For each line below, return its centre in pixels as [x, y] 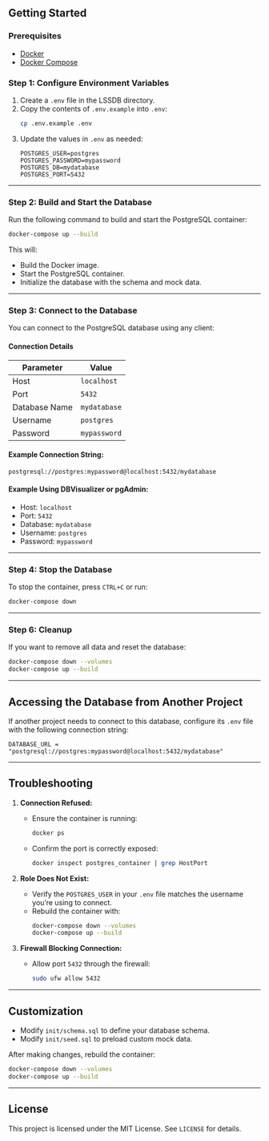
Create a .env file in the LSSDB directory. [87, 100]
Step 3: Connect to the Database [73, 310]
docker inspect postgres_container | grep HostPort [120, 863]
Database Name [43, 407]
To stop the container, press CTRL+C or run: [78, 587]
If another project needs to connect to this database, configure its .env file [131, 721]
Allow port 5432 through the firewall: [91, 964]
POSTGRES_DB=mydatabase [60, 168]
